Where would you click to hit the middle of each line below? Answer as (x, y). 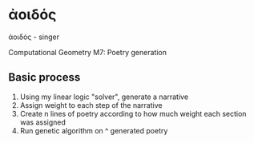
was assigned (43, 122)
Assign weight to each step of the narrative (91, 105)
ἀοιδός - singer (34, 37)
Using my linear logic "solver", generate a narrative (104, 97)
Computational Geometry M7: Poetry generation (87, 52)
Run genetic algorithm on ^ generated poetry (94, 130)
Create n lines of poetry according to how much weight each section (133, 113)
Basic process (44, 77)
